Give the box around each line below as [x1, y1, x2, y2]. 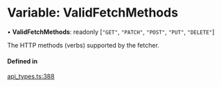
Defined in [7, 57, 38, 65]
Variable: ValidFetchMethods [7, 5, 179, 21]
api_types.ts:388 [7, 72, 55, 81]
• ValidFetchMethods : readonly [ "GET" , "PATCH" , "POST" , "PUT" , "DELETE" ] [7, 28, 215, 36]
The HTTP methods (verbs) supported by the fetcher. [7, 41, 159, 49]
